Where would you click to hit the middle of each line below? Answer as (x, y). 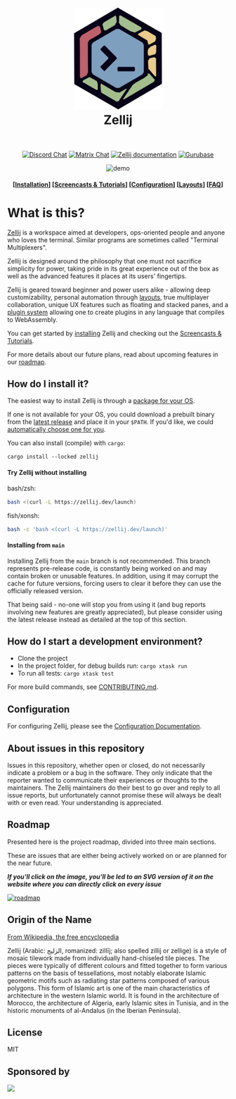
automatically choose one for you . (57, 430)
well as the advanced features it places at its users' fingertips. (97, 276)
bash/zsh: (22, 488)
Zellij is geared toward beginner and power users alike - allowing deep (109, 290)
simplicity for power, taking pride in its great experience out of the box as (113, 268)
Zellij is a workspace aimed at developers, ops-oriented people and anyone (116, 232)
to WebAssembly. (33, 319)
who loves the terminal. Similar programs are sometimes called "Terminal (113, 240)
